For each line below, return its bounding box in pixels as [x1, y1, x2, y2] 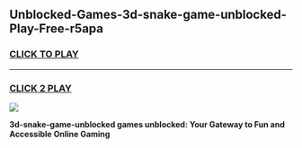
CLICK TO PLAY [9, 48, 79, 61]
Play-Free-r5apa [9, 22, 104, 37]
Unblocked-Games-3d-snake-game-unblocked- [9, 7, 288, 22]
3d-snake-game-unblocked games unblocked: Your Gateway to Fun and [9, 118, 286, 129]
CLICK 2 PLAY [9, 82, 72, 94]
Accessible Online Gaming [9, 128, 111, 139]
